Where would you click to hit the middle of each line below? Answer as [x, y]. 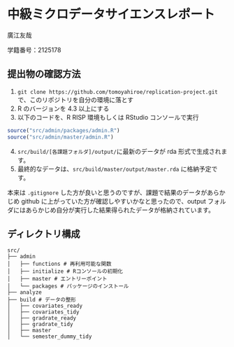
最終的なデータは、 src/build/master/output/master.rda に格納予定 [114, 169]
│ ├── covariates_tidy [43, 312]
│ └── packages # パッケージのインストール [68, 286]
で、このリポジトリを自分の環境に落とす [75, 99]
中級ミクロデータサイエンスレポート [111, 14]
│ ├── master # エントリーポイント [57, 279]
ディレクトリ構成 [44, 234]
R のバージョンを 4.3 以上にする [63, 108]
